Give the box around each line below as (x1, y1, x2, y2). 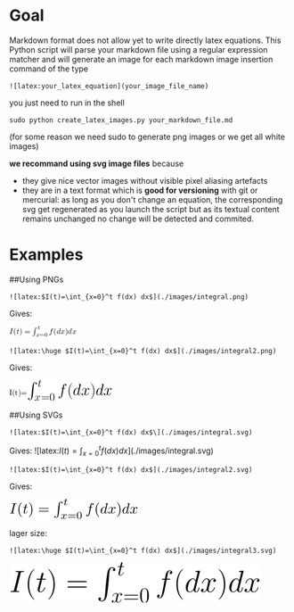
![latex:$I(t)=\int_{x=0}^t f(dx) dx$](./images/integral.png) (9, 292, 249, 302)
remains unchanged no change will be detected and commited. (21, 213, 254, 224)
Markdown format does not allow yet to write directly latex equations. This (9, 35, 282, 45)
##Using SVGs (9, 409, 63, 420)
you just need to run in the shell (9, 97, 125, 108)
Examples (9, 244, 84, 265)
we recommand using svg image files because (9, 158, 184, 169)
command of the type (9, 63, 89, 74)
